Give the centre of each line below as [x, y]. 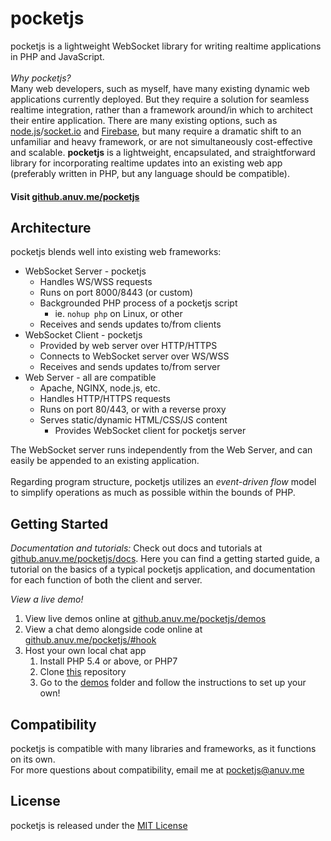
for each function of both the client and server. [106, 580]
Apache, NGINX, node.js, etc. [100, 388]
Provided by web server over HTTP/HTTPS [128, 346]
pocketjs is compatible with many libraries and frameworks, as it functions [163, 748]
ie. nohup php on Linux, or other [118, 314]
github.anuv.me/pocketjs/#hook [90, 640]
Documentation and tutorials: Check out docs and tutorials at [136, 548]
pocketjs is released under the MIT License [99, 825]
